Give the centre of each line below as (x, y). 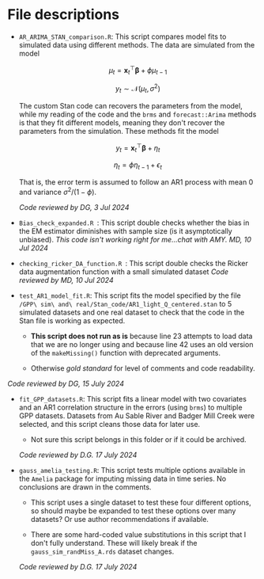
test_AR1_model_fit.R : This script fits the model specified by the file (130, 295)
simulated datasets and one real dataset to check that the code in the (132, 312)
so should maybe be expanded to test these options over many (133, 510)
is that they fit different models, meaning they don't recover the (122, 122)
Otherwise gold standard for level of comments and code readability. (143, 368)
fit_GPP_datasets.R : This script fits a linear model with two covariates (132, 398)
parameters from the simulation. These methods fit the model (119, 131)
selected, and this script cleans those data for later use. (109, 424)
